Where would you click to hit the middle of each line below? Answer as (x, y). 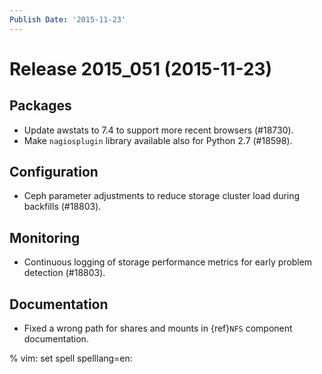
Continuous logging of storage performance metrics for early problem (168, 262)
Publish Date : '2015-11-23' (68, 19)
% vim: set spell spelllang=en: (71, 358)
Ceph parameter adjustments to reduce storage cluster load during (162, 196)
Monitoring (45, 237)
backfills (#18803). (62, 207)
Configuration (54, 172)
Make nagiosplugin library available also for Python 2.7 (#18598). (158, 140)
